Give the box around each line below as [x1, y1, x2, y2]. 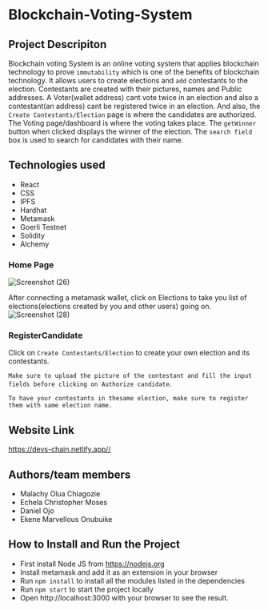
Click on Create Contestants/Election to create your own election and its [8, 348, 250, 358]
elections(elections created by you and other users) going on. [8, 302, 212, 311]
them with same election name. [8, 402, 113, 410]
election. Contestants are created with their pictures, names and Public [8, 84, 242, 94]
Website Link [8, 423, 74, 437]
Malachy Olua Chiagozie [19, 489, 101, 499]
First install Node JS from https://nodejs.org [19, 559, 166, 568]
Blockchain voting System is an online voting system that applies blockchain [8, 58, 259, 68]
